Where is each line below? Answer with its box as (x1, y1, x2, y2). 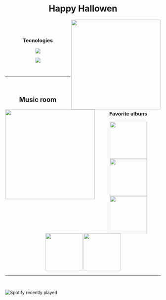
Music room (19, 95, 57, 104)
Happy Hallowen (48, 3, 118, 14)
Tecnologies (22, 37, 53, 44)
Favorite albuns (109, 110, 147, 117)
